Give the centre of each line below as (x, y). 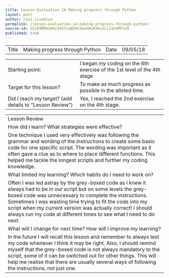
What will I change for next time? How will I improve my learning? (84, 228)
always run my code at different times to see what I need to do (81, 214)
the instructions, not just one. (42, 268)
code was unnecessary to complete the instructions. (85, 195)
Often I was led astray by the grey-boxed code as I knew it (77, 183)
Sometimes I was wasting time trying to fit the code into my (77, 202)
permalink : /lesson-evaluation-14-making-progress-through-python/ (77, 24)
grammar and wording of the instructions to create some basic (81, 141)
